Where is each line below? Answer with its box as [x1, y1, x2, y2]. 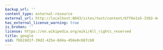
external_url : [5, 16, 34, 20]
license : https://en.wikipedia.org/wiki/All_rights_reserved [5, 29, 131, 34]
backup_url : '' [5, 7, 36, 12]
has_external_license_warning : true [5, 20, 79, 25]
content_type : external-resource [5, 11, 73, 16]
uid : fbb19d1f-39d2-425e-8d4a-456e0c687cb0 [5, 38, 95, 43]
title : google [5, 34, 34, 39]
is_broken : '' [5, 25, 34, 30]
